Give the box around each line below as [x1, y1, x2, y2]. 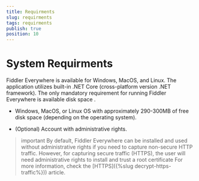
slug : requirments [6, 14, 52, 20]
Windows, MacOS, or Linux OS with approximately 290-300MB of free [14, 107, 189, 114]
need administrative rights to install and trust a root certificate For [20, 156, 183, 164]
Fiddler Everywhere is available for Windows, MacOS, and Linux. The [6, 77, 177, 84]
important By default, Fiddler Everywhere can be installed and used [20, 137, 188, 144]
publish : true [6, 25, 42, 32]
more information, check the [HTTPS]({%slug [20, 162, 134, 170]
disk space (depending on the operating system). [14, 114, 137, 121]
